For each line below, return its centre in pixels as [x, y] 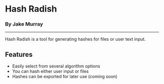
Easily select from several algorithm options [56, 66]
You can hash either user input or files [50, 71]
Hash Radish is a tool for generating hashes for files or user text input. [75, 39]
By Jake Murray [24, 24]
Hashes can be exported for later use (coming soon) [65, 77]
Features [19, 54]
